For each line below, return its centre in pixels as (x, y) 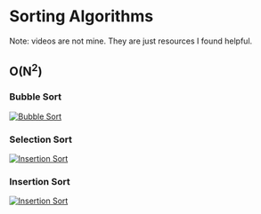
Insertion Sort (40, 181)
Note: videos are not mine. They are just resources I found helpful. (131, 41)
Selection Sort (41, 139)
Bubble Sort (36, 97)
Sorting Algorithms (82, 16)
